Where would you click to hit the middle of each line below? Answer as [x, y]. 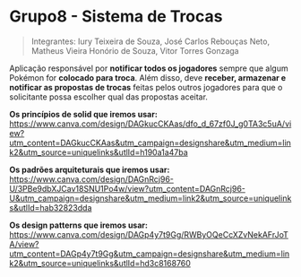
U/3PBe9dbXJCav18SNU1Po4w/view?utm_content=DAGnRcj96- [128, 188]
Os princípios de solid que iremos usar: [84, 114]
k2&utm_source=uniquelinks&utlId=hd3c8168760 [100, 263]
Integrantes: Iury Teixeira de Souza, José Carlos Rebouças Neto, [150, 41]
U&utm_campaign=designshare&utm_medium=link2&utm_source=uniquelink [150, 198]
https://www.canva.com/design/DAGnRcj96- [92, 179]
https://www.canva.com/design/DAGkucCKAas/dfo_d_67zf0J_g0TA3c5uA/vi [150, 124]
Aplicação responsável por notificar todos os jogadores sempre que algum [149, 68]
